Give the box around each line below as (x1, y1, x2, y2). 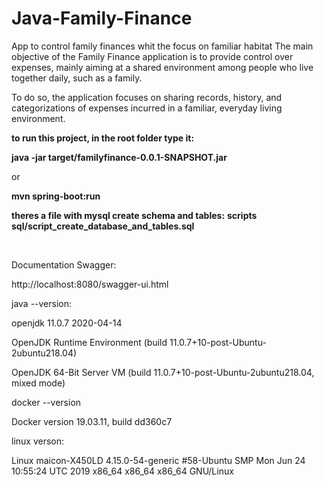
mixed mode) (11, 377, 66, 389)
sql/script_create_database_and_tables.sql (11, 220, 195, 232)
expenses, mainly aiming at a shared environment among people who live (11, 61, 314, 73)
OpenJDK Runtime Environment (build (11, 336, 168, 348)
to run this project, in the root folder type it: (11, 132, 195, 144)
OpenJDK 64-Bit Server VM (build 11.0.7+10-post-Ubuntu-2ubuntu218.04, (11, 366, 315, 378)
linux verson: (11, 435, 65, 447)
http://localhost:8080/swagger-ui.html (11, 278, 169, 290)
